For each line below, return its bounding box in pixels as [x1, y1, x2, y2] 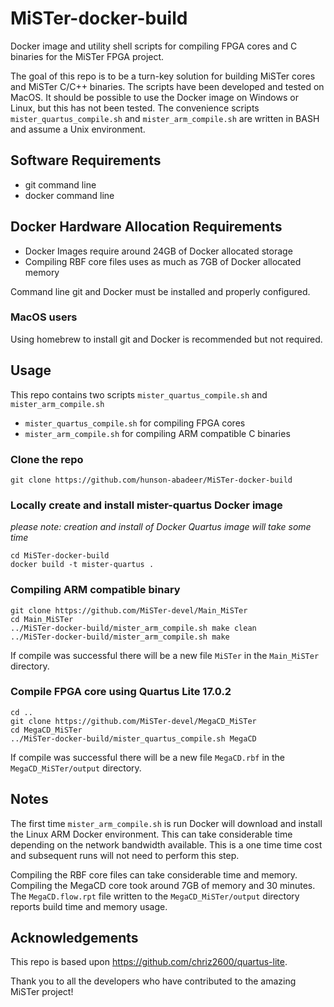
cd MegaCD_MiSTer [10, 725, 83, 735]
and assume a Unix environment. [10, 123, 146, 135]
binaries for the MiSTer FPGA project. [10, 50, 165, 62]
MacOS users [10, 310, 78, 324]
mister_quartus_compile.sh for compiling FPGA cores [24, 417, 246, 429]
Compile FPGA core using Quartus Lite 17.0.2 [10, 685, 232, 699]
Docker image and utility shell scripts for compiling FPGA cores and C [10, 40, 298, 52]
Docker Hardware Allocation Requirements [10, 218, 283, 236]
